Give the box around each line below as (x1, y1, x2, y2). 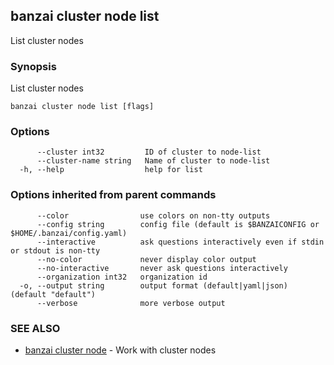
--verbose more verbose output (36, 298, 226, 308)
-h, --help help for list (19, 165, 203, 175)
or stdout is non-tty (10, 245, 101, 256)
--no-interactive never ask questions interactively (36, 263, 288, 273)
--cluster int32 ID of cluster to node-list (36, 147, 262, 158)
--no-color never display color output (36, 254, 257, 264)
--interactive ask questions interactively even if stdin (36, 237, 325, 247)
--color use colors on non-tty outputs (36, 210, 271, 221)
